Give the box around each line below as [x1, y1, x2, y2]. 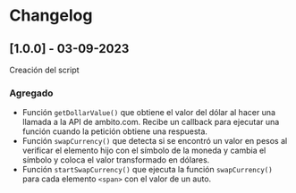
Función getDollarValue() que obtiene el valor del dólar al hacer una [21, 107, 275, 118]
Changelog [9, 5, 93, 26]
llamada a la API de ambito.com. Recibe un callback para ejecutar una [21, 117, 280, 128]
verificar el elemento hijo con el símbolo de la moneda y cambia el [21, 145, 266, 156]
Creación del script [9, 64, 80, 75]
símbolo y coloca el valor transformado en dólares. [21, 155, 210, 165]
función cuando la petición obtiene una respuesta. [21, 126, 208, 137]
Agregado [9, 87, 54, 99]
